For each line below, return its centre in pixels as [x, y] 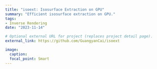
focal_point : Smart [30, 59]
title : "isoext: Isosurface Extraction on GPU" [55, 9]
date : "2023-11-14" [25, 28]
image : [12, 50]
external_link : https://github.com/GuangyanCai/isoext [63, 41]
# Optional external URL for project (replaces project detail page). [79, 36]
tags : [11, 18]
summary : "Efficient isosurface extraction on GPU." [60, 14]
